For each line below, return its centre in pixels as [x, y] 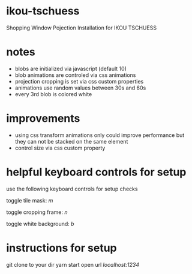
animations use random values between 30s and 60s [80, 88]
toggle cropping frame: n [37, 212]
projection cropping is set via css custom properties [79, 81]
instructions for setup [61, 248]
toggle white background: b [40, 224]
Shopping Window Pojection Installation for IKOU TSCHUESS [82, 28]
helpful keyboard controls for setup [96, 172]
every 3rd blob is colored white [53, 94]
